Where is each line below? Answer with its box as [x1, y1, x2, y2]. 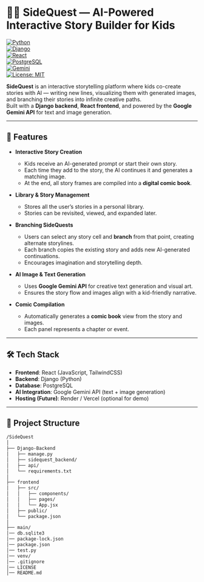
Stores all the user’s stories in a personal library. [24, 203, 144, 210]
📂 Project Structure [6, 418, 80, 428]
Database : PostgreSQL [15, 382, 73, 389]
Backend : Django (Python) [15, 375, 82, 382]
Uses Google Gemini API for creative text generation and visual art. [24, 282, 193, 290]
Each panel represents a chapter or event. [24, 325, 129, 332]
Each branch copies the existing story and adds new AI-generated [24, 246, 190, 253]
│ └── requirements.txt [6, 468, 72, 474]
